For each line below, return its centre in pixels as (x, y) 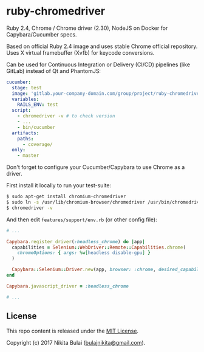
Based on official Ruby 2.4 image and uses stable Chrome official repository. (102, 46)
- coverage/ (37, 144)
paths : (25, 139)
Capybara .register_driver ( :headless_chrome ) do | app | (76, 241)
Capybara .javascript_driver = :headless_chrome (68, 286)
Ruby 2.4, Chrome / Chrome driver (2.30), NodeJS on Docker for (87, 28)
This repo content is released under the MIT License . (72, 331)
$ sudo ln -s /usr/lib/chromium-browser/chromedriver (76, 202)
